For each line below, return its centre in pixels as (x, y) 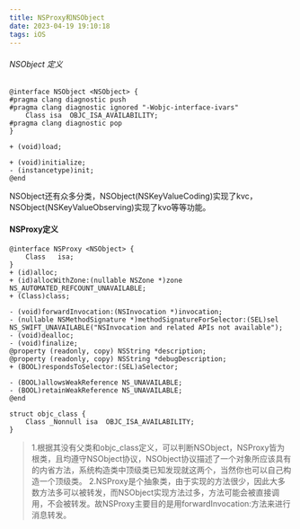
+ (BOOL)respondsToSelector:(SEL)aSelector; (94, 366)
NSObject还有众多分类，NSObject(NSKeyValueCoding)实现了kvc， (133, 196)
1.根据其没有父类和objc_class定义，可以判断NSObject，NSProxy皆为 (158, 447)
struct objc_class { (48, 414)
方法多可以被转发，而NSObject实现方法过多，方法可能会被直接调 (159, 492)
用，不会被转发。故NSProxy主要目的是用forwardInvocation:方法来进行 (161, 503)
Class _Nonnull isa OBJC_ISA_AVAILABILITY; (110, 422)
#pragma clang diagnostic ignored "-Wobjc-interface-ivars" (124, 107)
